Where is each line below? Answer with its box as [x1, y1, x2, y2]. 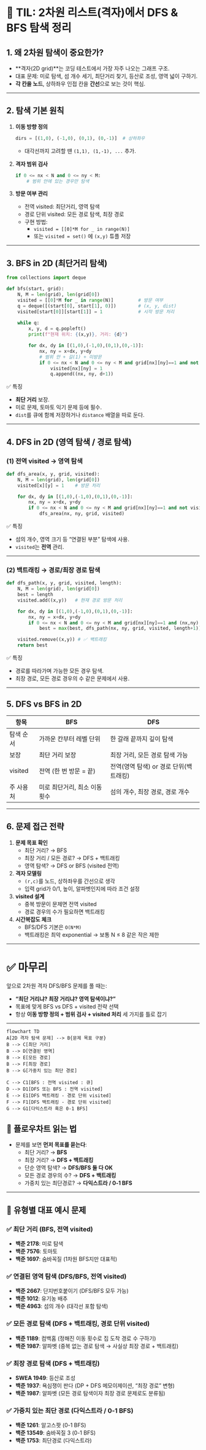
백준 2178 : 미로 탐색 [15, 1240, 64, 1247]
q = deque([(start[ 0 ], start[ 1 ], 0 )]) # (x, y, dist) [17, 303, 177, 309]
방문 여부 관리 [15, 190, 48, 197]
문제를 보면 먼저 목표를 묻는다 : [15, 1141, 87, 1149]
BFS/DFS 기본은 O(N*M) [24, 923, 82, 931]
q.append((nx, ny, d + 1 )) [50, 371, 114, 378]
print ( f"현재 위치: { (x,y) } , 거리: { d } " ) [28, 331, 128, 338]
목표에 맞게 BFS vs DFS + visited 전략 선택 [15, 1002, 119, 1010]
